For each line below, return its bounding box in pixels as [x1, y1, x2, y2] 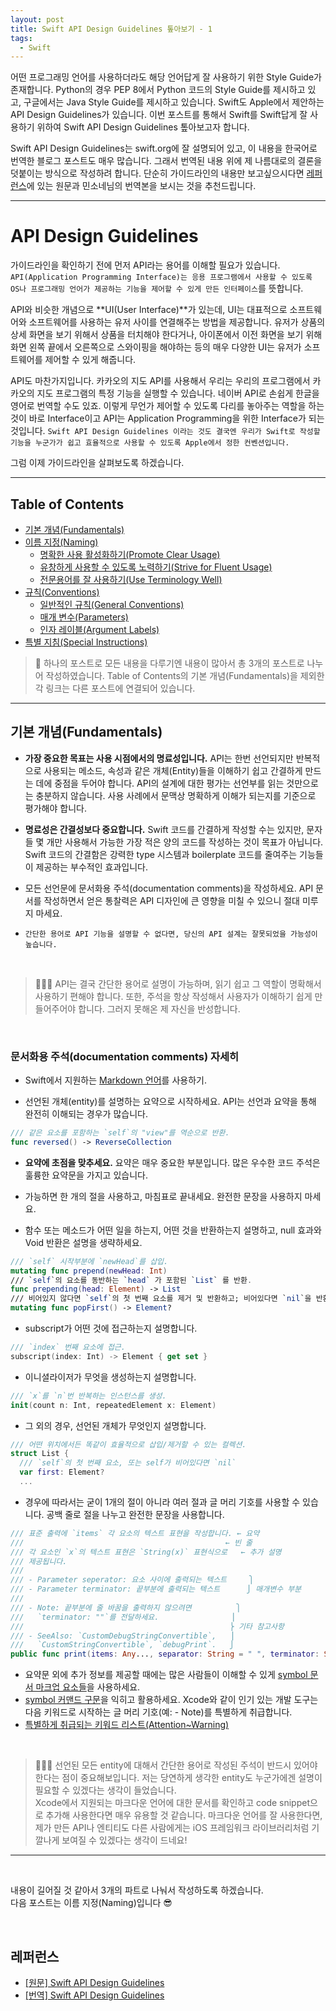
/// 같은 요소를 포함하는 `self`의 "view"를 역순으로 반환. [10, 1128, 230, 1138]
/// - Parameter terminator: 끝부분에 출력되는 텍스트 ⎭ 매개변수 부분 [10, 1584, 302, 1595]
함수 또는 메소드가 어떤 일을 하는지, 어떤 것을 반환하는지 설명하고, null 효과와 [24, 1224, 322, 1236]
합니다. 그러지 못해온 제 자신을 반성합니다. [78, 1002, 241, 1015]
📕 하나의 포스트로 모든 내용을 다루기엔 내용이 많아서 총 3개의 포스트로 [34, 657, 305, 669]
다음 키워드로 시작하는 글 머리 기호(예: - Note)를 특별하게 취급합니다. [24, 1706, 293, 1718]
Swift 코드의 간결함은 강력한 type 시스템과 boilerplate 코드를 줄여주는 [24, 848, 298, 860]
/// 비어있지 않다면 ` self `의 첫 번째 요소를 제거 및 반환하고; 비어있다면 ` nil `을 [10, 1294, 312, 1304]
